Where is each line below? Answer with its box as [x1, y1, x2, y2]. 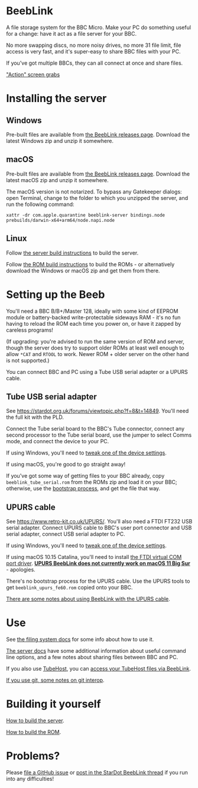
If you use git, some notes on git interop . [6, 676, 105, 684]
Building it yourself [6, 697, 102, 711]
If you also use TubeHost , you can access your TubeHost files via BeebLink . [6, 665, 191, 672]
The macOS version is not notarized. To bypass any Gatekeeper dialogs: [6, 188, 182, 195]
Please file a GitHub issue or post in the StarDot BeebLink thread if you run [6, 768, 188, 776]
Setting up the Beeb [6, 288, 105, 301]
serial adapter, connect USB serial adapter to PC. [6, 530, 125, 538]
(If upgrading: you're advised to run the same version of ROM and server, [6, 338, 184, 345]
